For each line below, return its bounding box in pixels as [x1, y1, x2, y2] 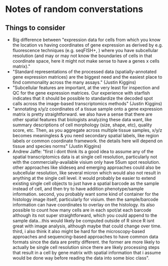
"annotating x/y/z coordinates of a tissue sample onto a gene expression [12, 106, 163, 112]
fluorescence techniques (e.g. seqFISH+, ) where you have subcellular [12, 48, 158, 53]
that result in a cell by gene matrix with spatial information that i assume [12, 249, 161, 255]
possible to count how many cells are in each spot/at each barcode [12, 207, 151, 213]
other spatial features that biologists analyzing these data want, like [12, 117, 152, 122]
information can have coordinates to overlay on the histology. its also [12, 202, 155, 207]
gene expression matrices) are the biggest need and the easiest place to [12, 74, 162, 80]
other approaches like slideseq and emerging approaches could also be [12, 164, 161, 170]
